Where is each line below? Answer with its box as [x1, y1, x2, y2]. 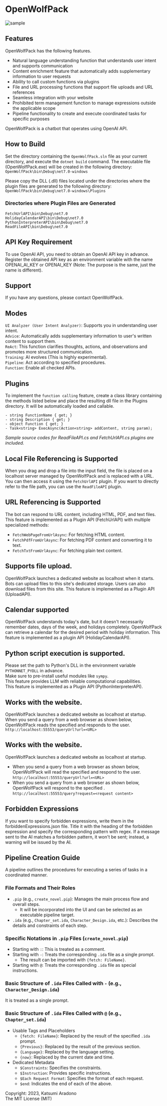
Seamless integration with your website [12, 94, 94, 100]
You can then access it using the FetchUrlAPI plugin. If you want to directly [5, 478, 159, 484]
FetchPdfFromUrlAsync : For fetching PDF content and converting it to [12, 537, 153, 543]
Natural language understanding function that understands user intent [12, 57, 157, 63]
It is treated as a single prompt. [5, 997, 69, 1004]
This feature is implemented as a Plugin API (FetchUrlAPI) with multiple [5, 517, 151, 523]
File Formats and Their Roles [5, 884, 76, 891]
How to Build [5, 140, 46, 148]
